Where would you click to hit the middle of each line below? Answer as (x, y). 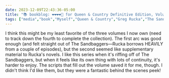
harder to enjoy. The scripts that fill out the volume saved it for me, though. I (84, 65)
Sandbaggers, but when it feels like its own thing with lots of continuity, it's (83, 60)
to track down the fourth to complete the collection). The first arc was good (83, 38)
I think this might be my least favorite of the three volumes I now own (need (83, 33)
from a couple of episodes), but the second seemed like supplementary (79, 49)
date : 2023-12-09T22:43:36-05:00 (40, 10)
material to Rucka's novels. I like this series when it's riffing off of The (77, 54)
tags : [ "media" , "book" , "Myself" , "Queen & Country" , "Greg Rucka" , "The (80, 19)
